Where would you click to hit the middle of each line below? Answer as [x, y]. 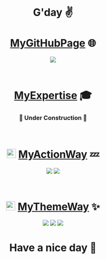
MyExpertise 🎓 [53, 96]
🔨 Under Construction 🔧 [53, 118]
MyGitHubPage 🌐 [53, 43]
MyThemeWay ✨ [59, 206]
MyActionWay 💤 [59, 154]
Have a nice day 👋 [53, 247]
